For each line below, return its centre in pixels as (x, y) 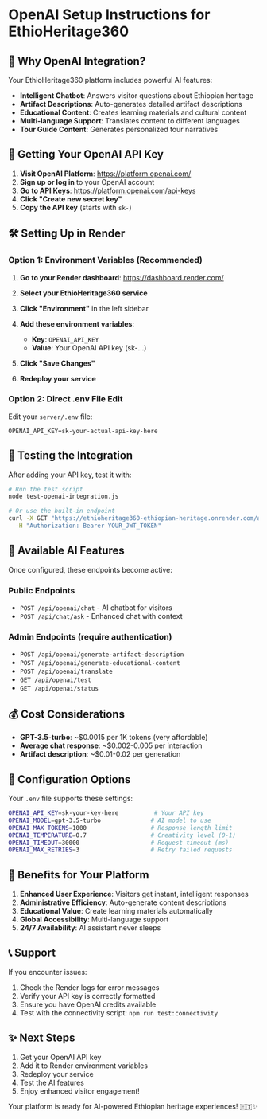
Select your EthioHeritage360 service (83, 293)
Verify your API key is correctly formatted (87, 996)
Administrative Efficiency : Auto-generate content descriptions (123, 902)
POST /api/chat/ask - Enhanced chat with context (101, 616)
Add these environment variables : (77, 323)
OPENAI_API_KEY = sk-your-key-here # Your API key (106, 813)
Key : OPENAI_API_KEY (65, 339)
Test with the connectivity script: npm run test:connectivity (119, 1012)
